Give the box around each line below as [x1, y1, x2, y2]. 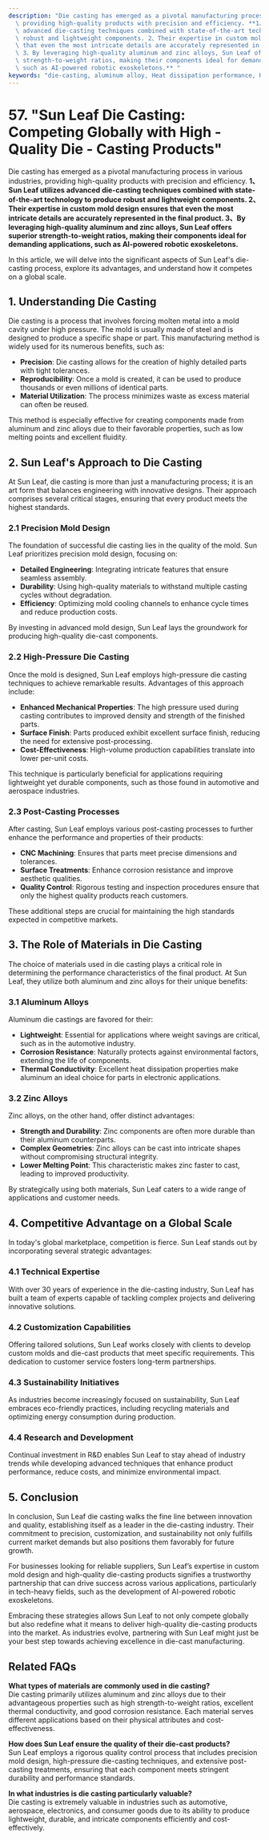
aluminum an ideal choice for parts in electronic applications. [19, 1073, 222, 1082]
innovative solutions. [8, 1301, 76, 1311]
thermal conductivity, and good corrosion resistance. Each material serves [8, 1707, 254, 1717]
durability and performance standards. [8, 1773, 136, 1783]
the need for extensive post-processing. [19, 736, 153, 746]
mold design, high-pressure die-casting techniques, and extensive [8, 1757, 228, 1766]
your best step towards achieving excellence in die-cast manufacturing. [8, 1636, 245, 1646]
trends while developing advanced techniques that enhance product [8, 1458, 234, 1468]
